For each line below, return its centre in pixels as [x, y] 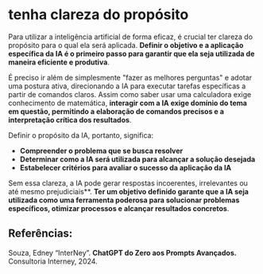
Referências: [41, 234]
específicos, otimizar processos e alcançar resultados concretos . [119, 208]
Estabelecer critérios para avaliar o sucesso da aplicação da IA [126, 167]
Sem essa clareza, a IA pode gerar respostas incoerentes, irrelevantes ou [128, 183]
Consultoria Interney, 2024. [53, 261]
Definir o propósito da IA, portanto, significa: [81, 135]
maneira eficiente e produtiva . [59, 62]
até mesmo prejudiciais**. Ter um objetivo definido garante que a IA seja [128, 191]
